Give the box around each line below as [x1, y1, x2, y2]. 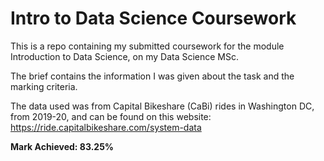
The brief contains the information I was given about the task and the [10, 70, 295, 82]
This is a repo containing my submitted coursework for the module [10, 40, 285, 52]
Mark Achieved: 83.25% [10, 140, 115, 152]
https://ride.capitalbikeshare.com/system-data [10, 121, 202, 133]
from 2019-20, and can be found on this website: [10, 110, 212, 122]
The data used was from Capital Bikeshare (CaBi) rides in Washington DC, [10, 100, 315, 112]
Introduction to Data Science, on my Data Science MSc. [10, 50, 240, 62]
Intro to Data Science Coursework [10, 7, 297, 30]
